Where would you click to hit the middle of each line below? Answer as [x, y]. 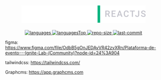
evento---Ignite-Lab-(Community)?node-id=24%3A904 [63, 53]
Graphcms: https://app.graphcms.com [44, 72]
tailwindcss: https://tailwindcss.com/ [43, 63]
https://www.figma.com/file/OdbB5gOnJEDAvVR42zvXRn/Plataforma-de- [81, 48]
